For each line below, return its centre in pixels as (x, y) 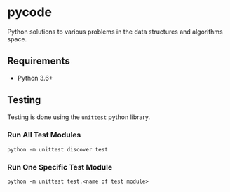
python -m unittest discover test (58, 149)
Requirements (39, 61)
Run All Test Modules (44, 135)
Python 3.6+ (35, 78)
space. (17, 39)
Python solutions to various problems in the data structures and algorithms (115, 32)
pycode (30, 12)
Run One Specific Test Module (60, 167)
